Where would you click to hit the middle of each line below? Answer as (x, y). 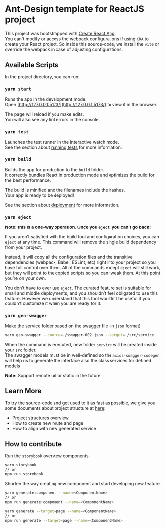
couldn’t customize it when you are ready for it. (53, 303)
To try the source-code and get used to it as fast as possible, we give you (80, 403)
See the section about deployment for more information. (62, 205)
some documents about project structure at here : (55, 408)
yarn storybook (21, 465)
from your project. (24, 247)
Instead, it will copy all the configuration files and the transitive (69, 257)
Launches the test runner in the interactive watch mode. (62, 142)
